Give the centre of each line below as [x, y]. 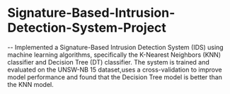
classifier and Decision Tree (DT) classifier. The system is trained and [109, 62]
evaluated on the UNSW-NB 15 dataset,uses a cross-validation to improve [115, 69]
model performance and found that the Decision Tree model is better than [115, 77]
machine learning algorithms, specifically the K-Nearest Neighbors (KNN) [114, 55]
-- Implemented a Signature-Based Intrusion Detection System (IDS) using [116, 47]
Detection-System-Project [87, 28]
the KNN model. [31, 84]
